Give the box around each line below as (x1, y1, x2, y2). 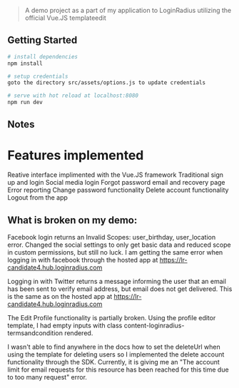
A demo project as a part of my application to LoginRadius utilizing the (24, 6, 232, 14)
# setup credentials (7, 73, 69, 80)
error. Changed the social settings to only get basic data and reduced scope (7, 240, 231, 249)
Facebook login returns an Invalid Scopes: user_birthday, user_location (7, 233, 216, 242)
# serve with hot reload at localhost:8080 (7, 92, 139, 99)
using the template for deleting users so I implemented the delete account (7, 350, 225, 359)
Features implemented (7, 147, 144, 163)
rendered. (63, 329, 93, 337)
